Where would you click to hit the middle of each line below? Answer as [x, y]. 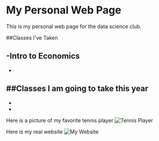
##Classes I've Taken [32, 37]
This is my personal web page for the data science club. [74, 26]
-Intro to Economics [43, 56]
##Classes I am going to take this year [77, 89]
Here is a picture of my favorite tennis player [60, 120]
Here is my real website [35, 132]
